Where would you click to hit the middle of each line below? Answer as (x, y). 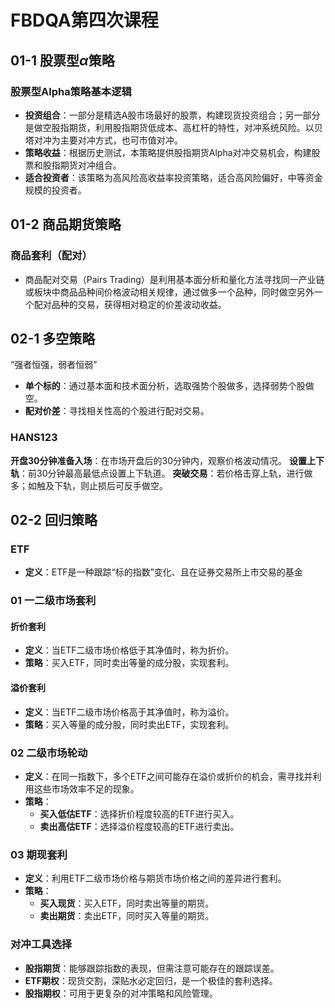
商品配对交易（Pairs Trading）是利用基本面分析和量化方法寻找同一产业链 (174, 279)
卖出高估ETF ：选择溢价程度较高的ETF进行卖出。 (139, 826)
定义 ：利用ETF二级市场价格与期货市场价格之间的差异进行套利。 (155, 878)
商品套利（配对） (51, 256)
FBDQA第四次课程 (84, 20)
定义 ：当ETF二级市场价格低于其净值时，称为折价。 (129, 650)
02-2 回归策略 (54, 520)
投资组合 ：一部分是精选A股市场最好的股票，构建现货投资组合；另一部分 (172, 115)
